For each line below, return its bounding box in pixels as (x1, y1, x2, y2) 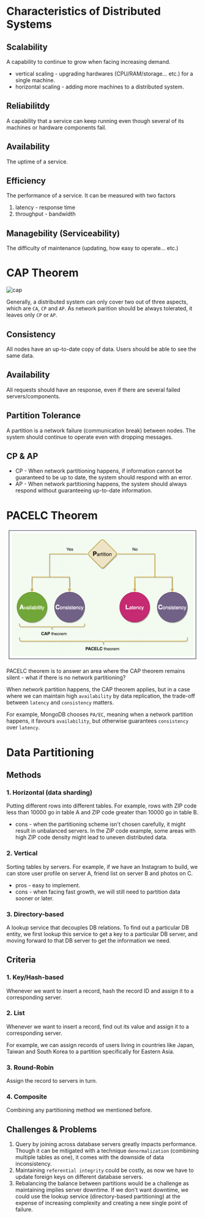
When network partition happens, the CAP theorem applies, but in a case (6, 686, 190, 693)
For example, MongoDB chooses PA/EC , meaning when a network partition (6, 711, 193, 718)
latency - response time (15, 204, 75, 211)
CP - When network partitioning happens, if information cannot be (15, 467, 182, 474)
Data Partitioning (6, 745, 94, 760)
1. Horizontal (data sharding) (6, 788, 93, 796)
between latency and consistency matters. (6, 699, 114, 706)
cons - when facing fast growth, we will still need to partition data (15, 888, 181, 895)
